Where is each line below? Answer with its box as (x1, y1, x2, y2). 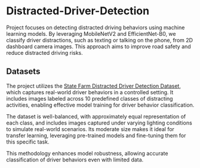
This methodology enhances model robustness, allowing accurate (6, 150, 168, 157)
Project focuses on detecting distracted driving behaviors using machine (6, 24, 185, 31)
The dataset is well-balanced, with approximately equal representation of (6, 113, 186, 120)
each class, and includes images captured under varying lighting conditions (6, 119, 192, 126)
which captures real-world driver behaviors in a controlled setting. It (6, 88, 174, 96)
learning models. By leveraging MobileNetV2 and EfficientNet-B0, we (6, 30, 176, 37)
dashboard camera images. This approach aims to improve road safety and (6, 43, 191, 50)
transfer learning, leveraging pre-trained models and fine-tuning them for (6, 132, 186, 139)
